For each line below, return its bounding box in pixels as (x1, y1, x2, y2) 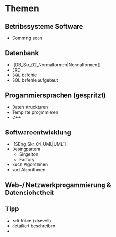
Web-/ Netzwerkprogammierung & (5, 181, 112, 189)
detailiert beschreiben (12, 223, 56, 229)
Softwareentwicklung (5, 129, 71, 137)
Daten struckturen (12, 104, 48, 110)
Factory (19, 157, 35, 163)
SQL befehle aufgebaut (12, 77, 58, 83)
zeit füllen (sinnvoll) (12, 218, 52, 223)
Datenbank (5, 49, 39, 57)
